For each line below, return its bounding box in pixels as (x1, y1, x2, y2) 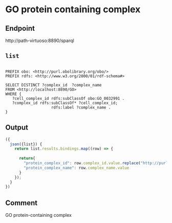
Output (5, 123, 28, 132)
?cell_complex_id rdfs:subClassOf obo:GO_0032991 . (12, 96, 125, 101)
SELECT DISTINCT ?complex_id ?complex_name (5, 82, 102, 87)
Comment (5, 198, 38, 207)
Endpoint (5, 24, 35, 33)
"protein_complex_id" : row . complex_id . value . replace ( (24, 161, 141, 166)
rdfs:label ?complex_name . (51, 105, 111, 110)
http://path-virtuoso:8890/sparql (5, 37, 74, 43)
